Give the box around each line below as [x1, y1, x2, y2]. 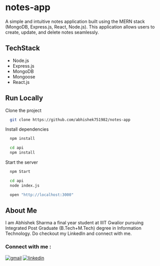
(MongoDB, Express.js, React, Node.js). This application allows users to [5, 23, 155, 29]
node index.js [10, 183, 40, 188]
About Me [5, 206, 37, 215]
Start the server [5, 159, 38, 165]
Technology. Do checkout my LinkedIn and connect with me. [5, 230, 132, 237]
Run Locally [5, 94, 43, 103]
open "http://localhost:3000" [10, 192, 74, 197]
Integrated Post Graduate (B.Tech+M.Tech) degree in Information [5, 225, 142, 231]
